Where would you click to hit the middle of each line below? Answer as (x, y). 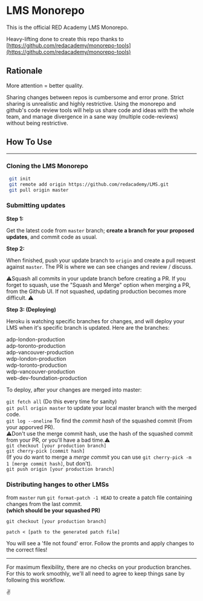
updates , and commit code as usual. (52, 237)
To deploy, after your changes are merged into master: (74, 389)
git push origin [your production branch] (60, 469)
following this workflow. (36, 580)
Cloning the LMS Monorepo (47, 166)
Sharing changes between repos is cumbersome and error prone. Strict (95, 97)
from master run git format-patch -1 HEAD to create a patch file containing (99, 498)
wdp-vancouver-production (41, 371)
